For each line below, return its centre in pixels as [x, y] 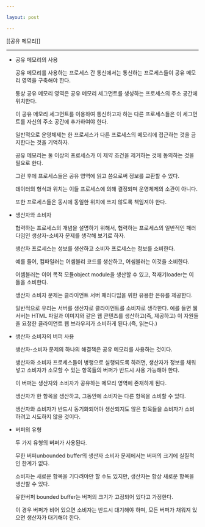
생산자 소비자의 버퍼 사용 [45, 336]
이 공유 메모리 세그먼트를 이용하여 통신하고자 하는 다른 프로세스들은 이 [98, 114]
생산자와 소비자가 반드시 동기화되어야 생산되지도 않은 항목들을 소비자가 [99, 409]
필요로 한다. [29, 163]
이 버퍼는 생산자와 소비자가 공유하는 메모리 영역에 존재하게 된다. [91, 383]
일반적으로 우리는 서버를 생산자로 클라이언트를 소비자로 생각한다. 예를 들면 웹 [106, 308]
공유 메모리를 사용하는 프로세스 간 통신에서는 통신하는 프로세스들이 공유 [100, 72]
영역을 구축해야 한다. [46, 80]
